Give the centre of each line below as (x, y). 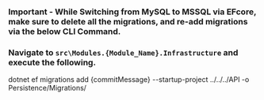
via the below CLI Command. (65, 31)
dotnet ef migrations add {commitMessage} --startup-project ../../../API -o (129, 80)
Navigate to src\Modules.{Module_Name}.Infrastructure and (123, 52)
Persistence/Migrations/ (48, 88)
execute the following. (52, 62)
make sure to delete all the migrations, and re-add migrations (128, 21)
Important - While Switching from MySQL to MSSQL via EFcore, (132, 12)
